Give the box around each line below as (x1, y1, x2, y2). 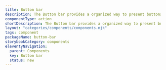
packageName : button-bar (5, 35, 56, 40)
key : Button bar (9, 53, 43, 58)
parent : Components (9, 48, 50, 53)
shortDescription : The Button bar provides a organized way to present (5, 21, 156, 26)
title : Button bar (5, 7, 43, 12)
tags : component (5, 30, 39, 35)
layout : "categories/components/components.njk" (5, 26, 107, 31)
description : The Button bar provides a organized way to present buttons (5, 12, 163, 17)
